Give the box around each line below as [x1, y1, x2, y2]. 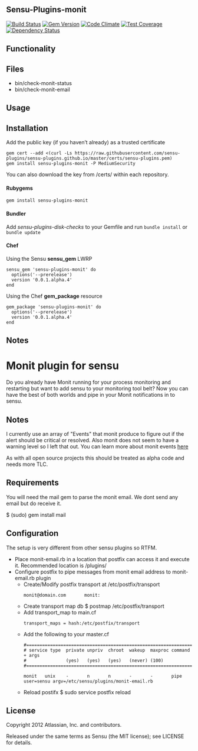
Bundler [6, 210, 27, 218]
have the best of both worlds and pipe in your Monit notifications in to [6, 391, 176, 399]
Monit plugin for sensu [6, 359, 119, 373]
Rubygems [6, 184, 34, 192]
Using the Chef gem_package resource [6, 292, 103, 299]
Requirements [6, 478, 59, 488]
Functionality [6, 44, 56, 54]
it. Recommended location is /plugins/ [14, 562, 107, 569]
